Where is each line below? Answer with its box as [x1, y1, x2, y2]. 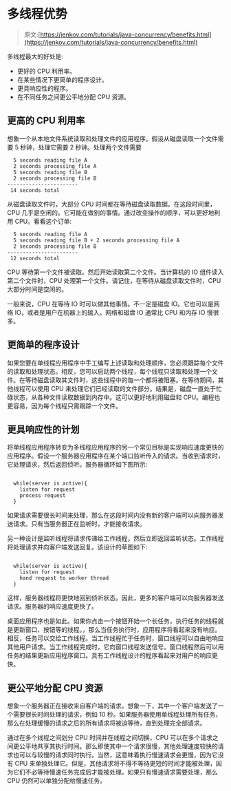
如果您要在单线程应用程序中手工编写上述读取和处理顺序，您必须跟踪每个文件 [7, 359, 224, 367]
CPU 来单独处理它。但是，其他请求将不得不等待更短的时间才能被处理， [14, 759, 217, 768]
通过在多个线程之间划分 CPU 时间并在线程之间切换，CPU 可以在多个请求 [7, 734, 212, 742]
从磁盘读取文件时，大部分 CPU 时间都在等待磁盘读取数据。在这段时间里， [7, 200, 217, 208]
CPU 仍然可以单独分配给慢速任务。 [7, 777, 107, 785]
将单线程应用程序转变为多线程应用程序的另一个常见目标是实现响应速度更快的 [7, 443, 224, 452]
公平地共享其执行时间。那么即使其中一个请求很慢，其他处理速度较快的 [19, 742, 218, 750]
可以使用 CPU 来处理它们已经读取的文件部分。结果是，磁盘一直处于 [25, 384, 217, 392]
